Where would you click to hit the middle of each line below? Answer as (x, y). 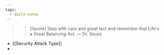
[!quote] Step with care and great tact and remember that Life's (94, 28)
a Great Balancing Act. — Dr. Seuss (66, 34)
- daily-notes (24, 14)
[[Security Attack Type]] (37, 43)
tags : (11, 10)
